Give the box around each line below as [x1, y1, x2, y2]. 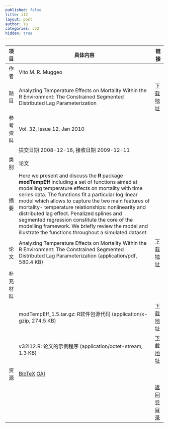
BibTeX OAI [19, 370, 45, 377]
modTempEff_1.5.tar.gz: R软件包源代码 [19, 311, 111, 317]
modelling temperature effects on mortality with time [19, 185, 143, 192]
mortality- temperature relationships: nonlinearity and [19, 204, 146, 210]
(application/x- [111, 311, 148, 317]
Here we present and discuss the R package [19, 172, 123, 179]
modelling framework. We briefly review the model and [19, 223, 148, 230]
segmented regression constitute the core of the [19, 217, 133, 223]
